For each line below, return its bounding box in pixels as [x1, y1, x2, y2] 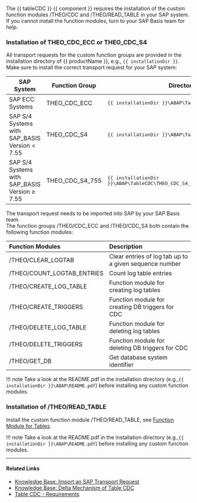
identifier [109, 361, 134, 369]
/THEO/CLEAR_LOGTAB [9, 256, 74, 264]
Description [109, 242, 142, 251]
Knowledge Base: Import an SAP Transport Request [14, 478, 140, 485]
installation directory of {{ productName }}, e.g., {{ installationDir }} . [6, 58, 180, 65]
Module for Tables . [6, 422, 52, 429]
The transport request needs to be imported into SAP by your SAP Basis [6, 210, 180, 217]
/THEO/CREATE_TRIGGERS [9, 303, 83, 311]
